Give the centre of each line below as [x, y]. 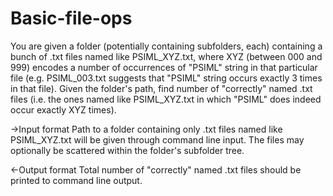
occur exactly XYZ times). [63, 109]
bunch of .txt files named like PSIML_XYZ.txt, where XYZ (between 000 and [166, 56]
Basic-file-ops [71, 18]
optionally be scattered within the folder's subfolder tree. [127, 150]
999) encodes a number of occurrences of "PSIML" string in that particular [164, 67]
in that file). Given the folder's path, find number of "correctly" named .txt [161, 88]
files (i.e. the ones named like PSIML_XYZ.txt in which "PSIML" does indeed [166, 99]
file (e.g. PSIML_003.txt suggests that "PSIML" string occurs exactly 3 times [166, 78]
